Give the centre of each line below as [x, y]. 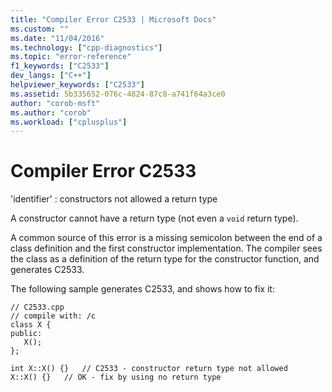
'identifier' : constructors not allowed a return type [114, 199]
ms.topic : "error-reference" [71, 57]
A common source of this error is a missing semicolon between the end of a [166, 238]
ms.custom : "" [40, 29]
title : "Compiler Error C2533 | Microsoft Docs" [113, 19]
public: [26, 334]
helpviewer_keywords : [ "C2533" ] [77, 85]
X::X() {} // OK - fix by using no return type [116, 377]
